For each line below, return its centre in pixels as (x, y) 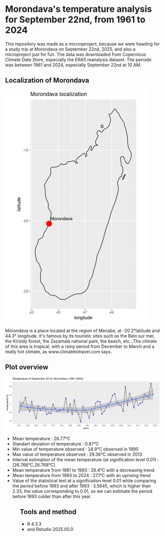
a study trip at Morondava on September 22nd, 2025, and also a (70, 49)
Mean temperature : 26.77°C (41, 439)
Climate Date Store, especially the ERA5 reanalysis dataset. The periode (78, 59)
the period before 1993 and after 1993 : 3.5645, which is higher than (82, 486)
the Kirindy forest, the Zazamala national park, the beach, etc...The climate (81, 341)
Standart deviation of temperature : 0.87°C (56, 444)
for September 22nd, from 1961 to (75, 20)
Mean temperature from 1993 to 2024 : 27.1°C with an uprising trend (81, 476)
